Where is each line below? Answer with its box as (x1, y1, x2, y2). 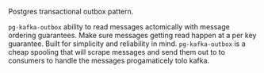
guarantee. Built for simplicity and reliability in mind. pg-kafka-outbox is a (8, 39, 246, 48)
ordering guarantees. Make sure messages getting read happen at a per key (8, 31, 257, 40)
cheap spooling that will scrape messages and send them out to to (8, 48, 226, 56)
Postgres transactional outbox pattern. (8, 7, 134, 16)
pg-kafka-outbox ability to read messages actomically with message (8, 22, 230, 31)
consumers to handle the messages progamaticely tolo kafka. (8, 56, 210, 65)
